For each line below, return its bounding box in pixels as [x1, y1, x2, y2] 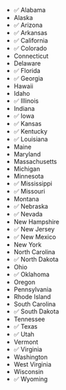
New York [13, 240, 42, 249]
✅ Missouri [13, 187, 45, 195]
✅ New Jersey [13, 225, 55, 233]
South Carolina [13, 300, 56, 308]
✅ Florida [13, 67, 41, 74]
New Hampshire [13, 218, 60, 226]
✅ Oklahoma [13, 270, 50, 278]
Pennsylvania [13, 285, 52, 294]
